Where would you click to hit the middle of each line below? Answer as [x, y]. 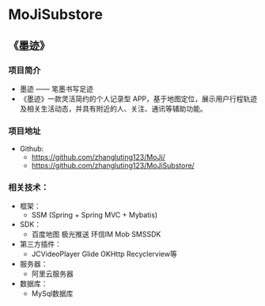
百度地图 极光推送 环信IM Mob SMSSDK [96, 234]
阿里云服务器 [52, 274]
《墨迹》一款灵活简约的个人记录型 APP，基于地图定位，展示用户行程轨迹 [138, 98]
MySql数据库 [52, 293]
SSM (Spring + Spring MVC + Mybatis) [95, 215]
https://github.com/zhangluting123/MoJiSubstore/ [113, 166]
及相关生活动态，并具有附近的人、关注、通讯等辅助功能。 [113, 108]
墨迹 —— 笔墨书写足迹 [56, 89]
